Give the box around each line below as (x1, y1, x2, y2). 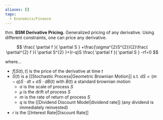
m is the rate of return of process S (19, 94, 91, 100)
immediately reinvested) (19, 104, 69, 110)
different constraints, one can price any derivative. (5, 35, 107, 40)
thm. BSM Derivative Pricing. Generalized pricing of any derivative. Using (5, 30, 154, 36)
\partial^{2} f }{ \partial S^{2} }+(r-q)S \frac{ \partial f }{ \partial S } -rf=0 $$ (6, 49, 159, 55)
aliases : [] (5, 7, 29, 12)
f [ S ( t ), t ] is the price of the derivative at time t (12, 68, 103, 74)
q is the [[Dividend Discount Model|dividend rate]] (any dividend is (19, 100, 154, 105)
